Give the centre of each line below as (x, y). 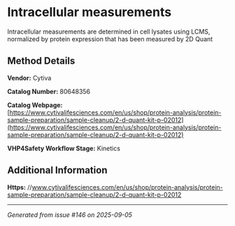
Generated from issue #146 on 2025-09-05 (70, 215)
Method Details (41, 61)
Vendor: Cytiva (29, 78)
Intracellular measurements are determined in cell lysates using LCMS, (109, 31)
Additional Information (57, 170)
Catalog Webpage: (35, 105)
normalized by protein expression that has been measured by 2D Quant (110, 38)
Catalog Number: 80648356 (49, 91)
